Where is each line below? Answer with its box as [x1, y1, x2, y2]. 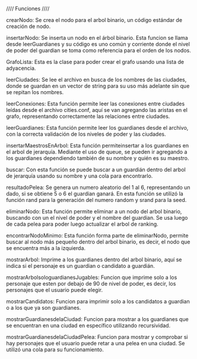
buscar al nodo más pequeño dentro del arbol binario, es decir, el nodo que [6, 238, 190, 245]
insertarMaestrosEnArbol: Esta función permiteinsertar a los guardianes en [6, 142, 189, 149]
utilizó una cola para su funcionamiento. [6, 346, 104, 353]
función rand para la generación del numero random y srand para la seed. [6, 197, 187, 203]
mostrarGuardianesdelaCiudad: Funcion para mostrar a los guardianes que [6, 316, 189, 322]
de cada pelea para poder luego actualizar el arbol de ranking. [6, 220, 158, 227]
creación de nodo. [6, 23, 51, 30]
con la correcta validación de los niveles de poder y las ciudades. [6, 130, 166, 137]
